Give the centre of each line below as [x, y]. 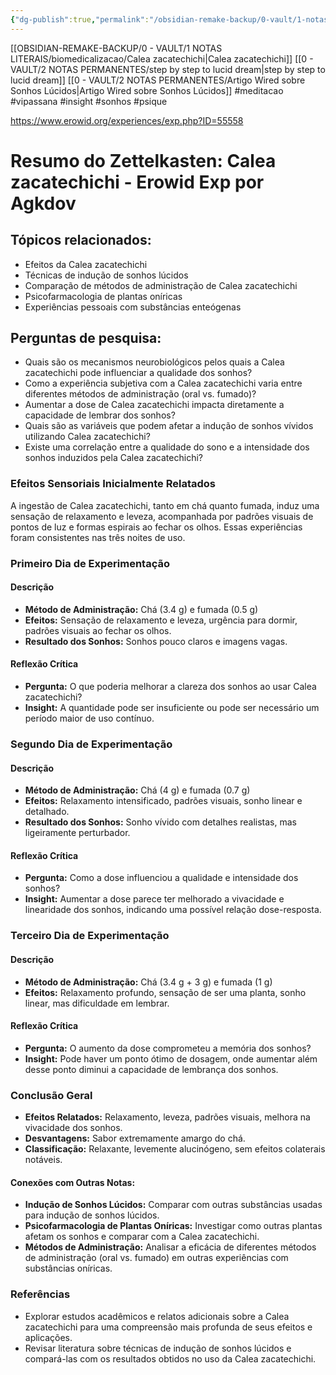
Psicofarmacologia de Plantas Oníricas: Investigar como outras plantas [173, 1226]
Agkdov [43, 203]
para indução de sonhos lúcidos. [92, 1215]
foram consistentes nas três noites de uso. [98, 537]
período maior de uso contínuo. [89, 718]
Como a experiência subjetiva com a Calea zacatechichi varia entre [163, 383]
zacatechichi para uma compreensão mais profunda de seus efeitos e [168, 1327]
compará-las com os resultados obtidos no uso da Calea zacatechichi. [170, 1358]
